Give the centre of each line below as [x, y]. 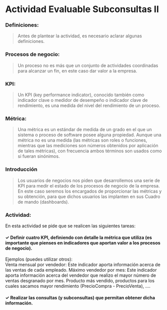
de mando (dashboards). [43, 202]
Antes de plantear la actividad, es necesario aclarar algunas [80, 36]
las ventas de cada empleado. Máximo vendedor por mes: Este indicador [81, 270]
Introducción [21, 169]
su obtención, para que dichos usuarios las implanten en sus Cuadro [89, 196]
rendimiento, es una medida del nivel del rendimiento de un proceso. [89, 106]
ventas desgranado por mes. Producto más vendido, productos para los [80, 281]
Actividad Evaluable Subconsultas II [82, 9]
